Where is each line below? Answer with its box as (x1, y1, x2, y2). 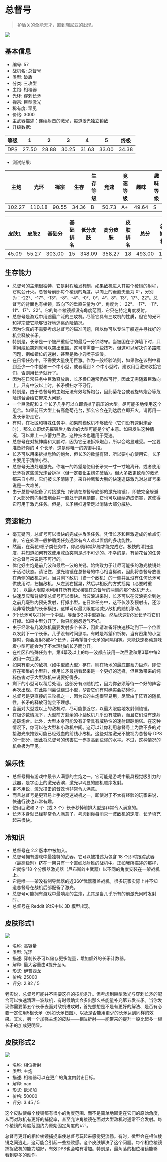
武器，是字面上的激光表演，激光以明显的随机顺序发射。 (12, 780, 126, 786)
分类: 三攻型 (12, 80, 37, 86)
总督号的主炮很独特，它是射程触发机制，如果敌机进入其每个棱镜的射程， (12, 283, 161, 289)
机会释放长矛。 (12, 332, 43, 338)
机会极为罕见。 (12, 743, 43, 749)
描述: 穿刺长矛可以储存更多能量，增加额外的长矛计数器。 (12, 955, 128, 961)
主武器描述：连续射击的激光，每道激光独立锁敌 (12, 118, 108, 124)
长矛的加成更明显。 (5, 1022, 45, 1028)
